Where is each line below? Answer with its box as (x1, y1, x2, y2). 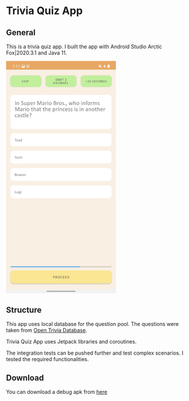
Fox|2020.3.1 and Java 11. (6, 49, 67, 56)
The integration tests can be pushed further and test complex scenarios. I (6, 349, 184, 356)
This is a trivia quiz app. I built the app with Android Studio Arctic (6, 43, 163, 50)
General (6, 28, 36, 38)
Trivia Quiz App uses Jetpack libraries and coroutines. (6, 338, 137, 345)
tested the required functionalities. (6, 356, 89, 363)
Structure (6, 305, 42, 315)
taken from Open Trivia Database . (6, 327, 88, 334)
